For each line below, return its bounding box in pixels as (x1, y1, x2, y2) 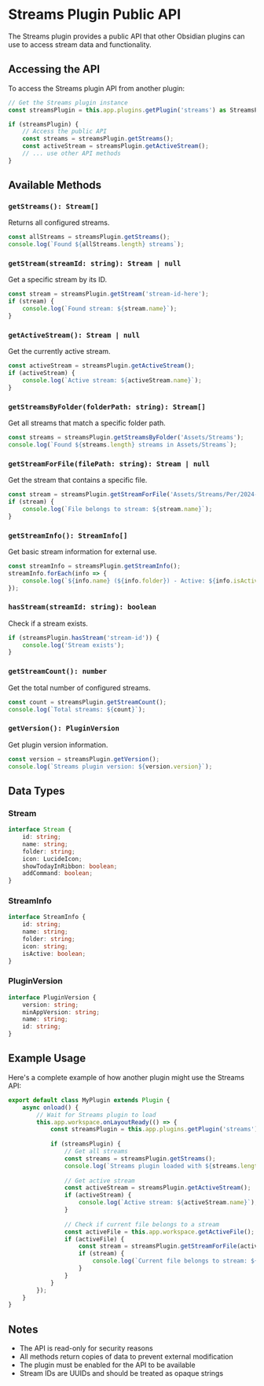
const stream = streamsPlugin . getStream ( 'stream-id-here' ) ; (8, 290, 210, 298)
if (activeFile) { (64, 1235, 125, 1243)
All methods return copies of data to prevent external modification (19, 1352, 233, 1362)
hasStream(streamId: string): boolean (8, 603, 157, 612)
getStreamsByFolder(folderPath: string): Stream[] (8, 403, 206, 411)
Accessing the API (8, 63, 101, 76)
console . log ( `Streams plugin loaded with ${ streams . (64, 1162, 241, 1170)
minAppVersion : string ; (22, 1008, 101, 1016)
